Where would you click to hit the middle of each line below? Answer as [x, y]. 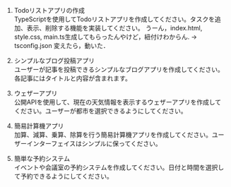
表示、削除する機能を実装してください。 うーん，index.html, [114, 28]
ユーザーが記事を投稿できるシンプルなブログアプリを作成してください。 [119, 70]
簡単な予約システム [42, 158]
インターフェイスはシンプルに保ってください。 [94, 144]
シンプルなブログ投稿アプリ [54, 61]
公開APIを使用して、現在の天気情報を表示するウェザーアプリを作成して [118, 102]
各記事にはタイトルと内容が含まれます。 [73, 78]
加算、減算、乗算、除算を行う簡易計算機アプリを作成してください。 [113, 135]
